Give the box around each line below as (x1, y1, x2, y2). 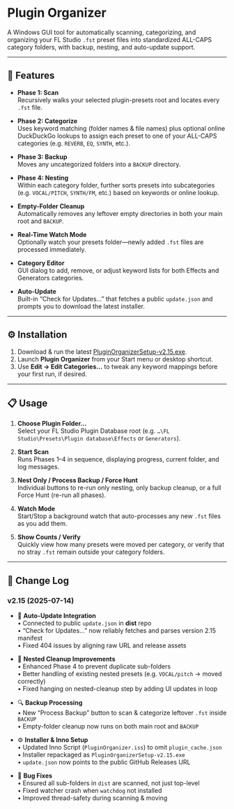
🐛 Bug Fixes (17, 771, 53, 780)
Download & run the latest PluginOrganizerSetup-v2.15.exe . (17, 348, 187, 356)
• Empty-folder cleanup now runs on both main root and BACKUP (17, 722, 199, 731)
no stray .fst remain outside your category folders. (17, 547, 165, 557)
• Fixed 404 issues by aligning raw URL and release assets (17, 641, 187, 650)
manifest (17, 634, 43, 643)
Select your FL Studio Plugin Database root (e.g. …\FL (17, 427, 170, 435)
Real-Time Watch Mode (17, 230, 87, 238)
